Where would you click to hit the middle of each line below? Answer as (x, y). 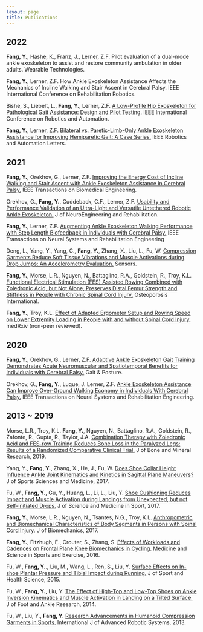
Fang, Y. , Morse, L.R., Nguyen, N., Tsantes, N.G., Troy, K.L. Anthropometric (99, 517)
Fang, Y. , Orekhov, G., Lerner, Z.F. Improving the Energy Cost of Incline (95, 177)
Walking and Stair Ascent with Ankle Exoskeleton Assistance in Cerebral (96, 184)
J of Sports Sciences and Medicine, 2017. (58, 481)
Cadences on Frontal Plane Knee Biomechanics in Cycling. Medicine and (97, 548)
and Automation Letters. (36, 144)
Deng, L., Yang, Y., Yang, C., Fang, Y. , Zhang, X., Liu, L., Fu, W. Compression (101, 251)
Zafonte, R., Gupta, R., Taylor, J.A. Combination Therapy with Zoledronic (96, 437)
